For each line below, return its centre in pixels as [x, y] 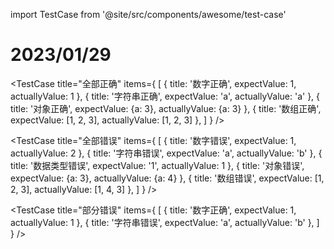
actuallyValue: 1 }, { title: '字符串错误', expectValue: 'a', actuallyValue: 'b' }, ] [165, 222]
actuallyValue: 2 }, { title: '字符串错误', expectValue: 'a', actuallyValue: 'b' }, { [166, 153]
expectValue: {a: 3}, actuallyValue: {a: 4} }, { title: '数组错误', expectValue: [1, [167, 178]
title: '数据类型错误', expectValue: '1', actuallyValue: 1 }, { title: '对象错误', [157, 165]
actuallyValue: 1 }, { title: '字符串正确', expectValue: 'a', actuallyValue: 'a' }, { [165, 96]
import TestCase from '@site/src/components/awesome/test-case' [148, 14]
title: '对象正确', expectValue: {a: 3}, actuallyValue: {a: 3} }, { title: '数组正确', [166, 108]
